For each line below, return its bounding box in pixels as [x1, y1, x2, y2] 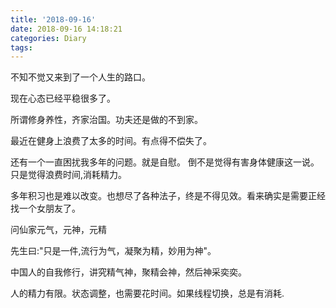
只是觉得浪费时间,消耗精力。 [10, 169, 128, 181]
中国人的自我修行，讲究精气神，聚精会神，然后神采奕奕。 [10, 266, 247, 278]
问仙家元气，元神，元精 [10, 224, 107, 236]
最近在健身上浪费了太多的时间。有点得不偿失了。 [10, 135, 212, 147]
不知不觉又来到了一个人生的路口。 [10, 71, 151, 83]
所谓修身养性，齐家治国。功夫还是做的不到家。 [10, 114, 203, 126]
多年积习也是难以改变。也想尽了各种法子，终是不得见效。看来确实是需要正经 [10, 190, 326, 202]
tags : [10, 42, 33, 53]
